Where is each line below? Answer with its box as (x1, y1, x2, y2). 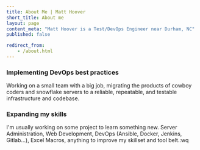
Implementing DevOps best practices (6, 68, 119, 77)
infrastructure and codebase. (6, 95, 80, 102)
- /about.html (17, 48, 53, 55)
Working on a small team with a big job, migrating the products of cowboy (6, 82, 192, 89)
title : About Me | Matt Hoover (6, 9, 86, 15)
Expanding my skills (6, 110, 67, 118)
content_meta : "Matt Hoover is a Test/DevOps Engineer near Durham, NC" (6, 26, 195, 32)
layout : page (6, 20, 40, 26)
